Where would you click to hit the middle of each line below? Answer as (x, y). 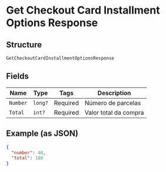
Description (114, 93)
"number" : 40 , (29, 152)
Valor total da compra (114, 112)
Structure (24, 45)
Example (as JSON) (42, 134)
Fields (18, 77)
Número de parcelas (113, 103)
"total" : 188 (27, 158)
